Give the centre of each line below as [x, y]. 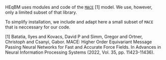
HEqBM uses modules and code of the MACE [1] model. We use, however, [79, 7]
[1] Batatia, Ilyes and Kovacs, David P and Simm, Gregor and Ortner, [74, 37]
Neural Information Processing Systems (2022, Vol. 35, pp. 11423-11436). [80, 52]
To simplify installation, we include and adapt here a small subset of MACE [79, 22]
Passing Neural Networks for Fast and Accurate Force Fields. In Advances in [83, 47]
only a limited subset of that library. [41, 12]
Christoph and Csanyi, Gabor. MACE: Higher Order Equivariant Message [79, 42]
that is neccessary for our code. [38, 27]
